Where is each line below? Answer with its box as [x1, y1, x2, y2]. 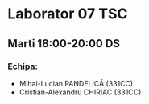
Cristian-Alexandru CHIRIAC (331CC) [19, 87, 142, 97]
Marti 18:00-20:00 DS [7, 37, 121, 50]
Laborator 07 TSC [7, 5, 128, 23]
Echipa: [7, 61, 38, 72]
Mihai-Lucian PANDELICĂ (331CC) [19, 78, 134, 88]
